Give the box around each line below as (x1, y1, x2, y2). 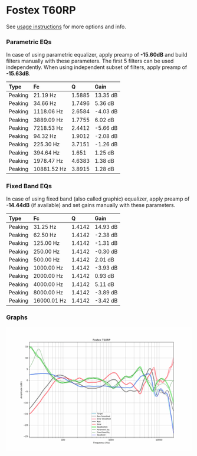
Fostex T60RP (6, 4, 76, 17)
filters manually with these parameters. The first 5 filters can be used (6, 57, 174, 65)
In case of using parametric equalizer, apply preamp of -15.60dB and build (6, 51, 188, 58)
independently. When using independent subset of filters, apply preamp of (6, 64, 188, 71)
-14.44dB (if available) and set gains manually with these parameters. (6, 202, 176, 209)
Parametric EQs (6, 38, 52, 46)
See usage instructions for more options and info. (6, 23, 127, 30)
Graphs (6, 313, 28, 322)
